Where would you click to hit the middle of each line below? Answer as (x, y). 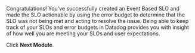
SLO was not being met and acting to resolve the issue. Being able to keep (97, 21)
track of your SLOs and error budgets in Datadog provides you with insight (98, 27)
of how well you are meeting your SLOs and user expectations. (83, 34)
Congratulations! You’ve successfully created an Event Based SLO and (93, 9)
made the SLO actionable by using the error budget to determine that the (96, 15)
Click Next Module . (30, 45)
